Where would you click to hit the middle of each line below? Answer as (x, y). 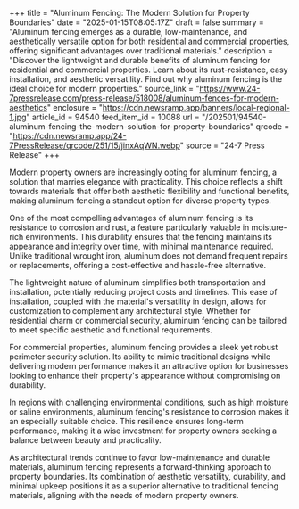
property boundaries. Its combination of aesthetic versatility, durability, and (147, 476)
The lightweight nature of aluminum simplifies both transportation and (137, 283)
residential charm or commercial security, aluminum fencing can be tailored (148, 320)
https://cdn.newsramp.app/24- (70, 136)
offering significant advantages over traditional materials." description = (141, 51)
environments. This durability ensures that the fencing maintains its (149, 237)
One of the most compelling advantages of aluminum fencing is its (131, 218)
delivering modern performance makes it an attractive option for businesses (149, 366)
